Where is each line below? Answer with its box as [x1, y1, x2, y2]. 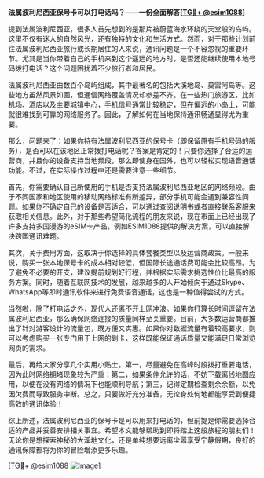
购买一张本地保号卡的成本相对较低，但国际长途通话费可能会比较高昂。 [21, 258, 249, 267]
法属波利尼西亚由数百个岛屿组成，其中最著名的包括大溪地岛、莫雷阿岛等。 [8, 80, 249, 89]
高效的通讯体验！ [8, 400, 64, 408]
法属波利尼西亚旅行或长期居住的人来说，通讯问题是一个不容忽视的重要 [14, 44, 242, 53]
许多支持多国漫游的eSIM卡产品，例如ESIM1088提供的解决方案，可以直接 [8, 221, 244, 231]
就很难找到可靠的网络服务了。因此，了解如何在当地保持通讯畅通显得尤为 [8, 110, 242, 119]
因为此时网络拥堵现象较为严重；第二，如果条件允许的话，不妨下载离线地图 [8, 370, 249, 379]
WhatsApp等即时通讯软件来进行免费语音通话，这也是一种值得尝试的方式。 [8, 287, 249, 297]
